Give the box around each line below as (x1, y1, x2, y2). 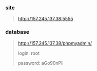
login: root (17, 50, 40, 56)
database (5, 29, 30, 36)
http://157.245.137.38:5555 (17, 16, 73, 22)
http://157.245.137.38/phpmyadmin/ (17, 40, 92, 46)
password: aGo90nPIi (17, 60, 64, 66)
